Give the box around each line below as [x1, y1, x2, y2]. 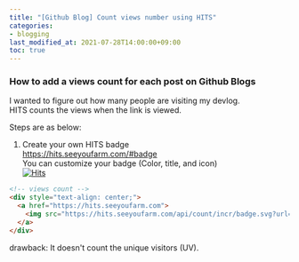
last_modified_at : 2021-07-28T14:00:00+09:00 [9, 37, 181, 47]
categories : [9, 21, 53, 30]
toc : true [9, 46, 46, 55]
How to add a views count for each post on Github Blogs [9, 75, 256, 88]
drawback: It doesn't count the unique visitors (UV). [9, 242, 199, 253]
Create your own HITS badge [21, 139, 130, 150]
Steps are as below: [9, 122, 82, 133]
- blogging [9, 29, 50, 38]
